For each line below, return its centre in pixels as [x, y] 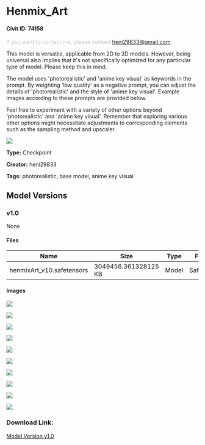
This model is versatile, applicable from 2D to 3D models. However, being [99, 54]
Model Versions [37, 196]
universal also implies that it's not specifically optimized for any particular [99, 60]
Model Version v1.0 [30, 436]
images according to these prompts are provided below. [77, 98]
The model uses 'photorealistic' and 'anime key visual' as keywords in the [99, 79]
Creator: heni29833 [31, 165]
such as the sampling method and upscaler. [61, 129]
